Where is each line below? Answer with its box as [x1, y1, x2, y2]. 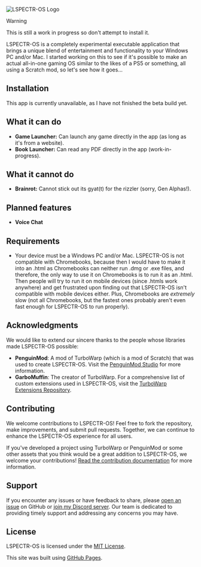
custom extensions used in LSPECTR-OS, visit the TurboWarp [14, 380, 167, 387]
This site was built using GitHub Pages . [6, 554, 103, 562]
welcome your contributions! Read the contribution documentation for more [6, 456, 193, 464]
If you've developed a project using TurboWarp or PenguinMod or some [6, 444, 183, 451]
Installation [6, 83, 49, 94]
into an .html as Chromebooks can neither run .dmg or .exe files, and [14, 265, 184, 272]
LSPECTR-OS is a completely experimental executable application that [6, 41, 180, 47]
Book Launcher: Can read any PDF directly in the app [14, 145, 148, 153]
